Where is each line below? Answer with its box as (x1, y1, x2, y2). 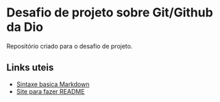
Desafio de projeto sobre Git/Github (6, 5, 213, 21)
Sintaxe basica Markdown (16, 80, 90, 88)
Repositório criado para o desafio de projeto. (6, 42, 133, 50)
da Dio (6, 19, 44, 35)
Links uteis (6, 62, 54, 73)
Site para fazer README (16, 87, 85, 95)
